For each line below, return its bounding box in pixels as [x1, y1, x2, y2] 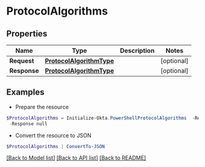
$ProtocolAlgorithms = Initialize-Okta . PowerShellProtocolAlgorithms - [6, 115, 195, 121]
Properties [6, 29, 48, 39]
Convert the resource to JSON [15, 132, 92, 139]
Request [9, 56, 35, 65]
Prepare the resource [15, 103, 69, 111]
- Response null [9, 120, 48, 127]
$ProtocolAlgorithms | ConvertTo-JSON [6, 143, 105, 149]
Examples [6, 87, 45, 98]
